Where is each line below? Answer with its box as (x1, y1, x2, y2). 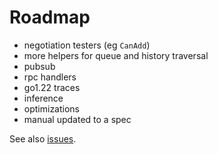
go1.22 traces (23, 81, 81, 93)
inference (23, 92, 64, 104)
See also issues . (9, 132, 77, 145)
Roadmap (9, 6, 91, 29)
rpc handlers (23, 71, 77, 83)
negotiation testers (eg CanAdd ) (23, 39, 151, 51)
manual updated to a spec (23, 113, 132, 125)
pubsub (23, 60, 56, 72)
